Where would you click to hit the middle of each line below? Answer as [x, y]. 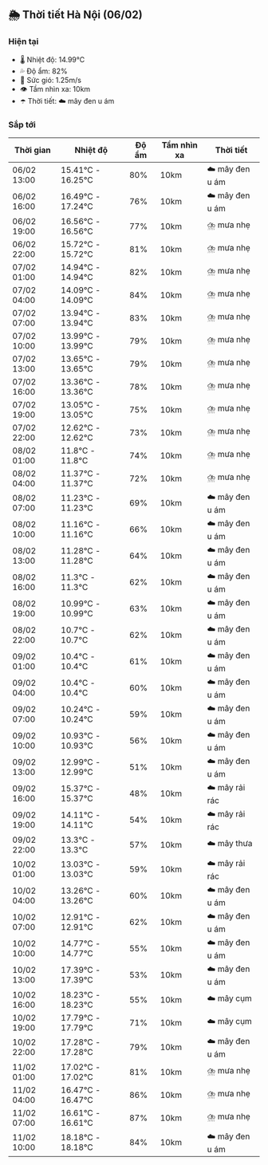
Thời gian [33, 150]
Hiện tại [24, 41]
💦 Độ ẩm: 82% [43, 71]
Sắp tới [22, 124]
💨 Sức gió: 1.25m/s [51, 80]
